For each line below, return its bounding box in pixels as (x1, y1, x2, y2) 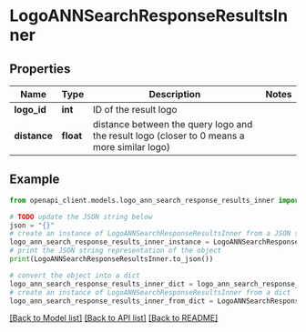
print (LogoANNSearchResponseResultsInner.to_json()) (9, 255, 214, 264)
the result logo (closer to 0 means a (92, 129, 245, 142)
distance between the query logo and (92, 118, 253, 130)
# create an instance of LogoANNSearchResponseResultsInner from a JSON (9, 229, 291, 238)
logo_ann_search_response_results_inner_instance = (9, 237, 209, 246)
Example (9, 172, 60, 187)
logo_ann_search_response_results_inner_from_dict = (9, 297, 214, 306)
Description (148, 88, 201, 100)
